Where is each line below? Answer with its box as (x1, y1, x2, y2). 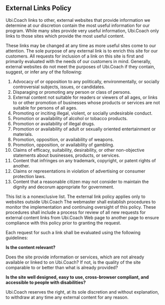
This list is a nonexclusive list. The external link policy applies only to (5, 193, 146, 199)
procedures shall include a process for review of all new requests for (5, 209, 146, 215)
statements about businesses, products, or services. (12, 152, 120, 158)
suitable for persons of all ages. (12, 105, 78, 111)
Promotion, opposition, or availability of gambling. (12, 141, 114, 148)
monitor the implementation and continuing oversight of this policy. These (5, 204, 157, 210)
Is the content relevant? (5, 244, 56, 250)
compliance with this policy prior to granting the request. (5, 220, 121, 226)
